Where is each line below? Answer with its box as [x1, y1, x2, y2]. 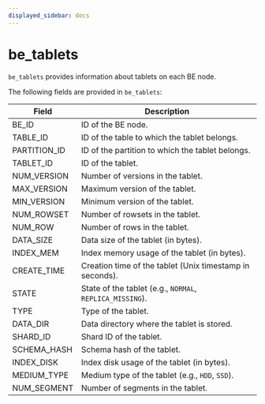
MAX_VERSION [12, 183, 69, 194]
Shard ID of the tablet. [80, 331, 162, 342]
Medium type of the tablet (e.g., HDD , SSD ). [80, 369, 234, 380]
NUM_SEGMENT [12, 382, 73, 393]
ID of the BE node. [80, 119, 148, 130]
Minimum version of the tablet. [80, 196, 195, 207]
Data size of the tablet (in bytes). [80, 234, 203, 245]
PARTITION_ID [12, 144, 65, 155]
